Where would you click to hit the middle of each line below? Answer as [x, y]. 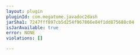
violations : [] [24, 38]
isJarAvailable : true [32, 27]
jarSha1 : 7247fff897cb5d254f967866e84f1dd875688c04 [70, 22]
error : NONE [20, 33]
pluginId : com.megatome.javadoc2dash [52, 17]
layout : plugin [24, 11]
